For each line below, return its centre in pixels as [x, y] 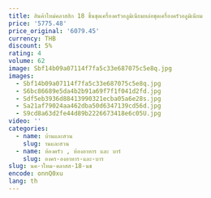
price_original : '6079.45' [54, 31]
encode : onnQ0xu [36, 174]
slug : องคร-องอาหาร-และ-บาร [63, 158]
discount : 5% [30, 46]
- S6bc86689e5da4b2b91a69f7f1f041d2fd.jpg [88, 91]
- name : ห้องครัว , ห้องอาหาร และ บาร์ [69, 151]
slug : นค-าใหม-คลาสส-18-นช [50, 166]
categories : [28, 128]
